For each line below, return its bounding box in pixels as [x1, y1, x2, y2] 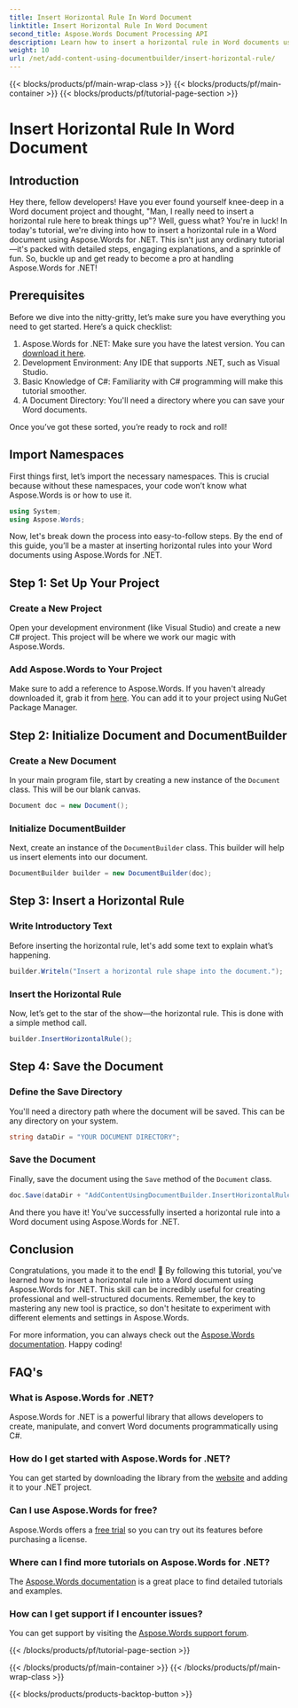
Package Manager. [9, 702, 78, 713]
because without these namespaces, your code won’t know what [9, 480, 247, 490]
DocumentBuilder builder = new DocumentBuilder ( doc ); [9, 869, 213, 878]
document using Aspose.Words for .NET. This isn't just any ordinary [9, 234, 257, 245]
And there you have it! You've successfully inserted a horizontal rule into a [9, 1207, 281, 1218]
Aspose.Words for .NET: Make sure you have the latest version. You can [21, 338, 286, 349]
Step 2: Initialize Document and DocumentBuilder [9, 728, 287, 743]
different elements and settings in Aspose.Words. [9, 1312, 190, 1323]
